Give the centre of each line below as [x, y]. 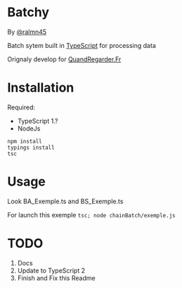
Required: [21, 107]
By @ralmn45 [27, 32]
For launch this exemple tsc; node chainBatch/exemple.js [91, 215]
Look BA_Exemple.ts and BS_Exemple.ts [65, 201]
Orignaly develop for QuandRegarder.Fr [64, 59]
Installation [41, 88]
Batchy [28, 12]
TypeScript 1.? [38, 121]
